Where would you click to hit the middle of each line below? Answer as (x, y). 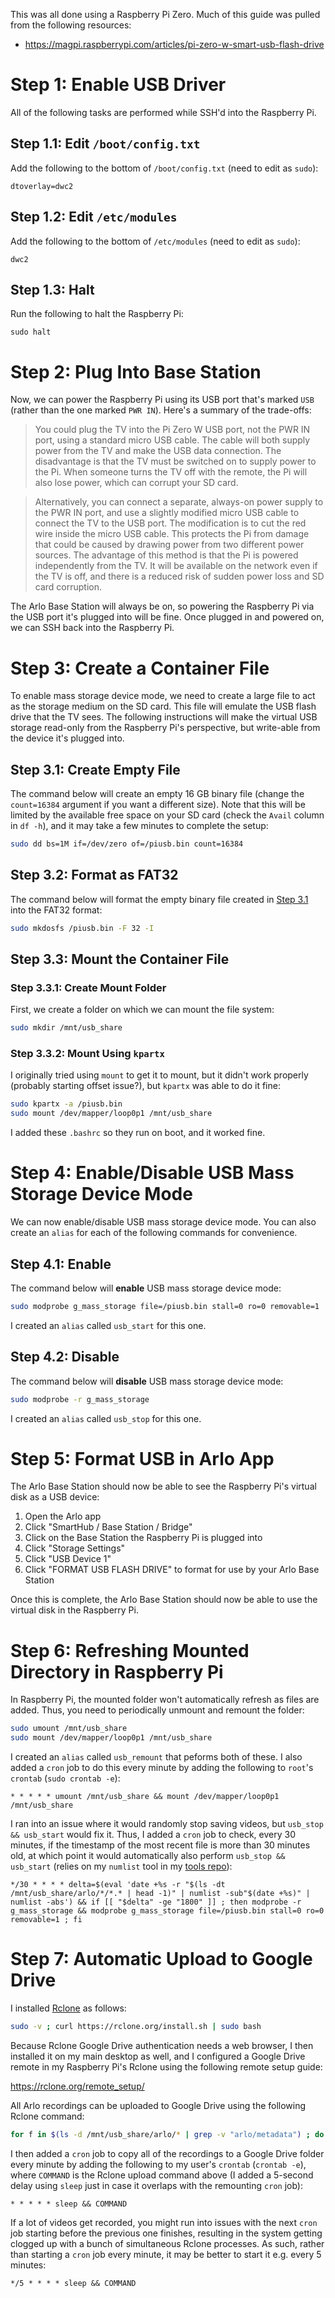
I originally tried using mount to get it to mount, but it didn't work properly (159, 1075)
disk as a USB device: (55, 1497)
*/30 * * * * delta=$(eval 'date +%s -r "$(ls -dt (118, 1885)
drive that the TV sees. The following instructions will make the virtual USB (164, 717)
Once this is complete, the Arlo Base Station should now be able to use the (164, 1600)
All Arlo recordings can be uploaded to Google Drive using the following (158, 2105)
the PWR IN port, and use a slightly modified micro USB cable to (167, 513)
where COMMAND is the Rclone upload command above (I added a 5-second (162, 2175)
